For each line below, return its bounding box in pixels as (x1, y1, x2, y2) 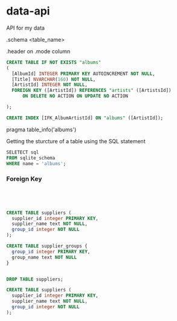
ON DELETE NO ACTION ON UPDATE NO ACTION (22, 93, 129, 99)
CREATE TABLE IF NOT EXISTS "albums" (6, 59, 101, 65)
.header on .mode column (6, 47, 71, 55)
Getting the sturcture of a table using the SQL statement (6, 137, 146, 144)
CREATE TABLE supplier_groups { (6, 243, 88, 249)
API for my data (6, 24, 45, 31)
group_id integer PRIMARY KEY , (11, 248, 91, 255)
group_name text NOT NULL (11, 254, 77, 261)
